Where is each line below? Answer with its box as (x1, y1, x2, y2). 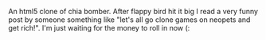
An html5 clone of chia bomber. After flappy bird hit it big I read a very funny (8, 7, 259, 16)
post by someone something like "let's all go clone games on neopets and (8, 15, 251, 24)
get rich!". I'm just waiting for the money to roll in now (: (8, 24, 190, 32)
